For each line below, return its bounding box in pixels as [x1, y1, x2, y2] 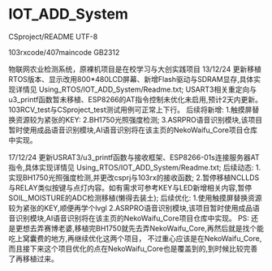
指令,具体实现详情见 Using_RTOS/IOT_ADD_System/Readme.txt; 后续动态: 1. [8, 162, 261, 172]
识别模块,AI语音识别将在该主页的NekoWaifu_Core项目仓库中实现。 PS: [15, 213, 250, 223]
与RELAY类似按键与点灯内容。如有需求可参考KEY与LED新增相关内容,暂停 [8, 183, 253, 192]
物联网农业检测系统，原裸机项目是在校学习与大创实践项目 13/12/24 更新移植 [8, 64, 261, 74]
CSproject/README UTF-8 [8, 32, 98, 41]
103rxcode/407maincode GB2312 [8, 47, 120, 57]
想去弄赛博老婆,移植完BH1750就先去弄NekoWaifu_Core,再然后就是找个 [22, 223, 257, 233]
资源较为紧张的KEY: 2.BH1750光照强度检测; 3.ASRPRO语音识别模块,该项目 [15, 114, 263, 124]
